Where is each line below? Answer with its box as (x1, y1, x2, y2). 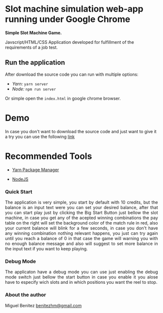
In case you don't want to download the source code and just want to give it (5, 128, 157, 134)
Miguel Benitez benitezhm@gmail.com (5, 302, 82, 308)
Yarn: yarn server (12, 81, 49, 87)
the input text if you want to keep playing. (5, 245, 88, 251)
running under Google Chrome (5, 14, 130, 25)
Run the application (5, 58, 65, 67)
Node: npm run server (12, 86, 56, 92)
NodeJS (12, 176, 29, 182)
